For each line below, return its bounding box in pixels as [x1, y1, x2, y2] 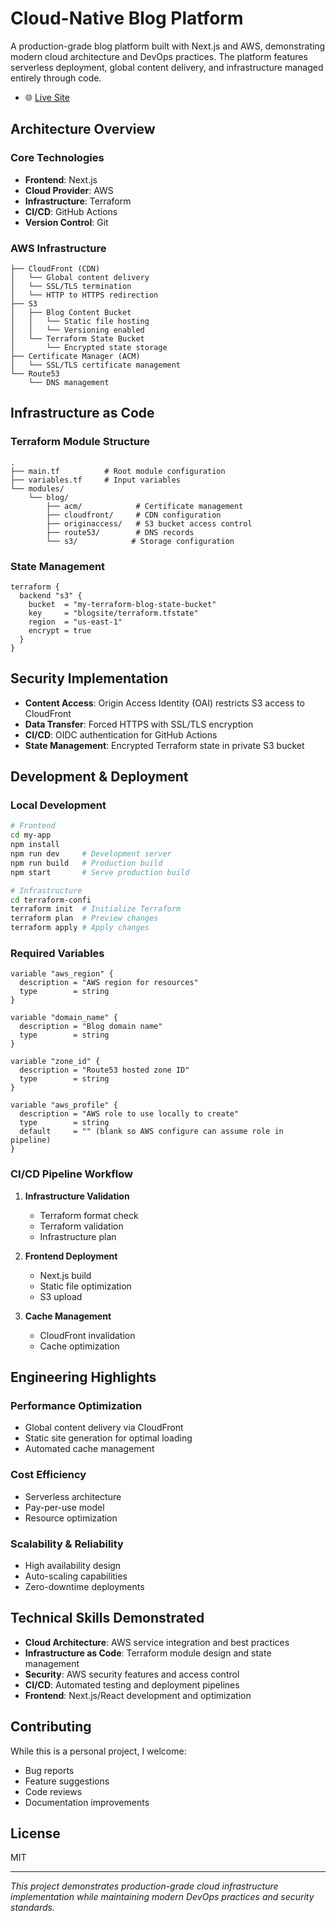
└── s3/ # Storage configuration [46, 536, 235, 546]
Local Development [10, 798, 107, 812]
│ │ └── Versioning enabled [10, 325, 145, 335]
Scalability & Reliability [10, 1537, 124, 1551]
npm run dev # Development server [10, 849, 172, 859]
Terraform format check [39, 1209, 139, 1221]
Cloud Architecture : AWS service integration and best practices [24, 1636, 290, 1648]
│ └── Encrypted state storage [10, 342, 168, 352]
